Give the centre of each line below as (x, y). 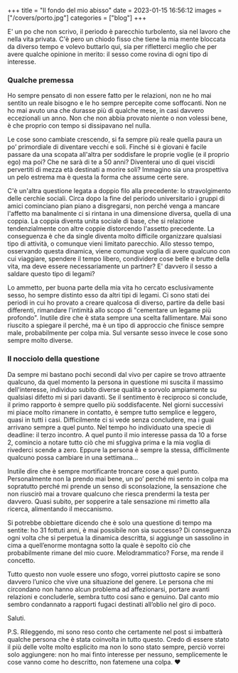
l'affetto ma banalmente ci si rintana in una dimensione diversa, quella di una (119, 214)
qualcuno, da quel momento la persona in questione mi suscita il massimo (115, 382)
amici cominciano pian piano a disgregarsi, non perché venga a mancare (114, 206)
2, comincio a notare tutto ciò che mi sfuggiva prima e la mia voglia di (109, 442)
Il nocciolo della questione (54, 359)
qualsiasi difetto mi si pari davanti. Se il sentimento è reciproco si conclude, (118, 397)
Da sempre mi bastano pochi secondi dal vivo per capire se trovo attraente (117, 374)
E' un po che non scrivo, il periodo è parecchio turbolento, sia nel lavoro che (119, 32)
